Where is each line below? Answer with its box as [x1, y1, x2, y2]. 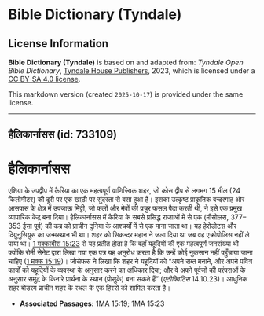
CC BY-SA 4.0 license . [8, 75, 81, 83]
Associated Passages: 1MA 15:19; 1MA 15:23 [19, 299, 165, 308]
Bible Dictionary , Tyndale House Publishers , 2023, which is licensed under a [8, 66, 255, 75]
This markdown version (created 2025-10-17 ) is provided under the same [8, 90, 244, 99]
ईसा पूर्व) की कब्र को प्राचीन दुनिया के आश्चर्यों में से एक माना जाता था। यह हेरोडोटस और [22, 222, 237, 231]
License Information [8, 37, 108, 50]
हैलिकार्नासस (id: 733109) [8, 128, 118, 141]
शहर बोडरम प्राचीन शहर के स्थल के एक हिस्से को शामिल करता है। [8, 283, 171, 292]
